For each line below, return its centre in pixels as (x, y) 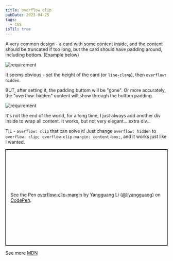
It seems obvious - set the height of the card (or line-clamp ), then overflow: (86, 75)
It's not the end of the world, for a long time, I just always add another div (83, 116)
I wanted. (15, 142)
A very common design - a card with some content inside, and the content (84, 44)
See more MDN (22, 253)
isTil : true (18, 29)
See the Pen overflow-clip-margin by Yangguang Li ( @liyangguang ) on (85, 195)
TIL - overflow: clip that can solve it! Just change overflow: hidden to (81, 131)
